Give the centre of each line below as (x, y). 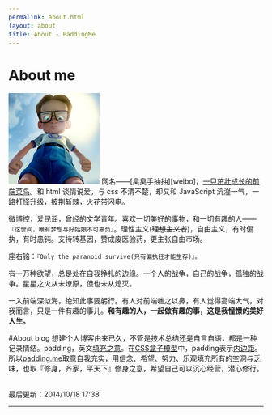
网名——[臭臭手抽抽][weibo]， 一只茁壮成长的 (177, 181)
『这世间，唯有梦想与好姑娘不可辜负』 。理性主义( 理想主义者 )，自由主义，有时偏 (131, 229)
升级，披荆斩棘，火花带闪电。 (79, 201)
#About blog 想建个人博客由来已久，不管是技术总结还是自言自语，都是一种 (133, 338)
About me (42, 75)
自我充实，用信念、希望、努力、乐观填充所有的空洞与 (165, 358)
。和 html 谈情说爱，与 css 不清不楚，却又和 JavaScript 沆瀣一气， (141, 192)
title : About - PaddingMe (52, 34)
